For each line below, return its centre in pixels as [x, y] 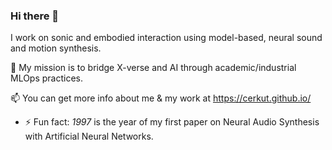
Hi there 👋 [35, 16]
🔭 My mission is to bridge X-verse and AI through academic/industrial [153, 68]
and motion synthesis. [56, 48]
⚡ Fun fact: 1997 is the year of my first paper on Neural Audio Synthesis [172, 122]
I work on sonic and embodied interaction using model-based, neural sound [166, 38]
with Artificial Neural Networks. [89, 136]
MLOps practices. [47, 78]
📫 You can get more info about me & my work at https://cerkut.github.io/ [161, 98]
